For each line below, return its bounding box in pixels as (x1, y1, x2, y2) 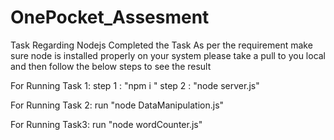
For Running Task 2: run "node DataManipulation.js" (10, 99, 225, 111)
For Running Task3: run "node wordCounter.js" (10, 118, 203, 130)
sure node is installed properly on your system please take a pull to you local (10, 49, 327, 61)
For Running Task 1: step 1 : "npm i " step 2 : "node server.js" (10, 79, 260, 91)
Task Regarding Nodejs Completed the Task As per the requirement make (10, 39, 313, 51)
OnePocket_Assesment (10, 6, 210, 29)
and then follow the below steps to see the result (10, 60, 212, 72)
